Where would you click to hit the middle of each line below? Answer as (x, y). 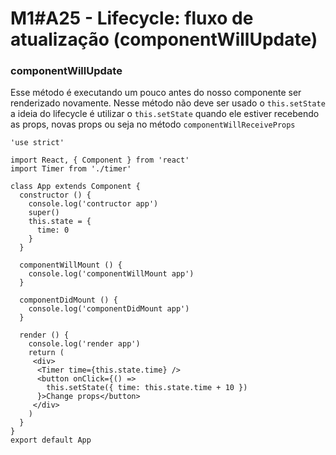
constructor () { (55, 195)
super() (44, 213)
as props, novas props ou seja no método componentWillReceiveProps (153, 124)
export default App (51, 440)
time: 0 (53, 230)
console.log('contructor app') (93, 204)
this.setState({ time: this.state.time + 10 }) (147, 388)
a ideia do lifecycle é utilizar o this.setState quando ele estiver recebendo (165, 114)
